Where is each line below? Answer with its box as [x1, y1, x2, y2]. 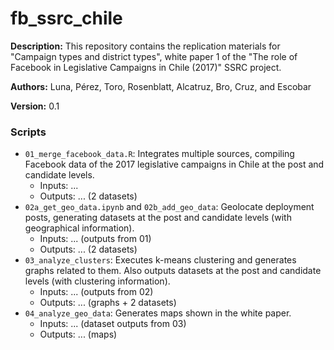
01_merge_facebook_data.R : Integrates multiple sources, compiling [24, 148, 295, 160]
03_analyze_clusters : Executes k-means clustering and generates [24, 254, 297, 266]
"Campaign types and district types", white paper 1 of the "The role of [10, 50, 298, 62]
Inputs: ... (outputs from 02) [39, 286, 154, 298]
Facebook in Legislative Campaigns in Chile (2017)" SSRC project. [10, 61, 282, 73]
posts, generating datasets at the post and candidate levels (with [24, 212, 292, 224]
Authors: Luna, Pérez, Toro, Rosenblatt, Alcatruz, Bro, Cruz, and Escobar [10, 80, 312, 92]
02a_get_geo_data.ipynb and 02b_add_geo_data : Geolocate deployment [24, 201, 315, 213]
